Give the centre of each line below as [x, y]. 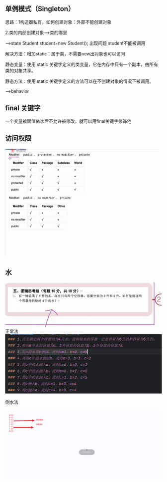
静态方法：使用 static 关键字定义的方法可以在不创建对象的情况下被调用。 [80, 81]
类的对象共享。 [20, 70]
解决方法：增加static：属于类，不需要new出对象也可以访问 [65, 53]
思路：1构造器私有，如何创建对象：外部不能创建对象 [58, 22]
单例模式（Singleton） [40, 9]
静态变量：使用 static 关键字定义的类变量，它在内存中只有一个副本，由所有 [82, 64]
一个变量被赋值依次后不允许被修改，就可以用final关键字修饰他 [68, 121]
